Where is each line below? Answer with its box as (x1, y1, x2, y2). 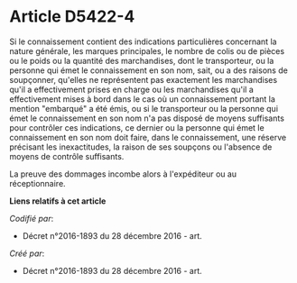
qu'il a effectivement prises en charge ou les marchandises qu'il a (9, 84, 255, 95)
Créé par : (9, 248, 45, 259)
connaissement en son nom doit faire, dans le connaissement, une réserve (9, 132, 287, 142)
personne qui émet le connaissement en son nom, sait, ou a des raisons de (9, 65, 289, 76)
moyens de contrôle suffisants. (9, 151, 125, 161)
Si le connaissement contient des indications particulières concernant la (9, 36, 277, 47)
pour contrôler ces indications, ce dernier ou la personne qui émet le (9, 122, 265, 132)
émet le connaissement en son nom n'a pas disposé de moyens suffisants (9, 113, 284, 123)
